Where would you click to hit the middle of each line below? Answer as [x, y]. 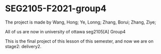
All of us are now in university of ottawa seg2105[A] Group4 [65, 31]
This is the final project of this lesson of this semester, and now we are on [79, 41]
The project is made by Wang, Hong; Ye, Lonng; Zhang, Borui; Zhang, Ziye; [81, 22]
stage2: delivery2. [23, 46]
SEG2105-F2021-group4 [56, 9]
